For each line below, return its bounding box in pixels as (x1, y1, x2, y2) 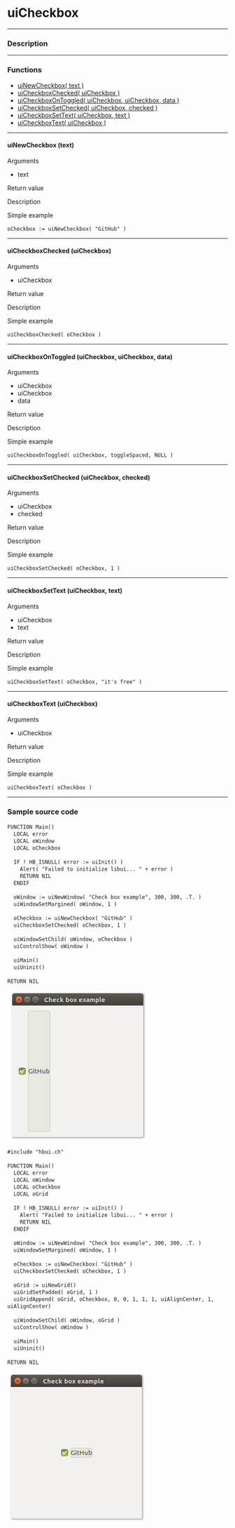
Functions (7, 65, 42, 75)
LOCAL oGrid (13, 1191, 49, 1198)
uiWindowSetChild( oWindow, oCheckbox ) (13, 936, 133, 943)
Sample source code (7, 807, 79, 817)
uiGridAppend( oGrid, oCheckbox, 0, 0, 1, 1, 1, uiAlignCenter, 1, (13, 1296, 215, 1303)
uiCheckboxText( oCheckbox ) (7, 784, 92, 791)
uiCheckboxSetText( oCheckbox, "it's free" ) (7, 678, 142, 685)
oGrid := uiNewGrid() (13, 1282, 77, 1289)
